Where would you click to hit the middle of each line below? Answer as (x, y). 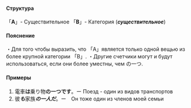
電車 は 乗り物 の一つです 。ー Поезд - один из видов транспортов (94, 91)
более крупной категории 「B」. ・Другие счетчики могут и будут (89, 57)
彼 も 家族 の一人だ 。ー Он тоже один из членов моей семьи (89, 99)
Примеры (18, 78)
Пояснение (21, 36)
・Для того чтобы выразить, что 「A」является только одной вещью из (96, 49)
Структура (20, 8)
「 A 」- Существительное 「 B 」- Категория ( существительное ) (86, 22)
